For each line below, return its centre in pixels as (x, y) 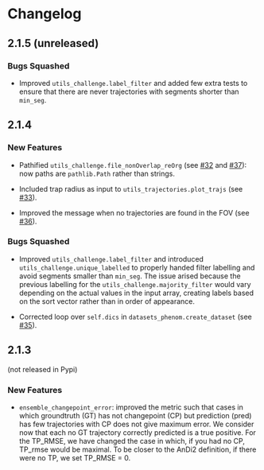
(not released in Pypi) (43, 369)
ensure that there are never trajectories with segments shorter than (129, 91)
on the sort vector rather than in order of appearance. (107, 301)
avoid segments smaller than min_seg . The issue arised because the (130, 276)
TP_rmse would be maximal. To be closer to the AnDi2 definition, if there (138, 449)
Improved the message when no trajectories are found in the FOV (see (134, 212)
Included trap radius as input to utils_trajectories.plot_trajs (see (131, 188)
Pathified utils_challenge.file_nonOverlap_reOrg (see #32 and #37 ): (133, 165)
